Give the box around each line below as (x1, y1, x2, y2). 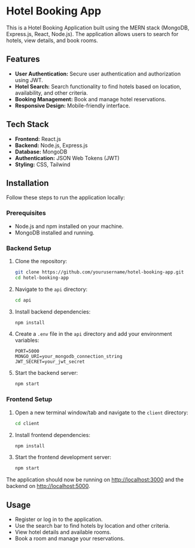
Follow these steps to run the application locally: (6, 194, 126, 201)
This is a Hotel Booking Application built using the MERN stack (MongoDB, (6, 24, 190, 31)
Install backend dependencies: (14, 308, 91, 315)
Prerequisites (6, 209, 46, 217)
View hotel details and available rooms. (14, 529, 112, 536)
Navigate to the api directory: (14, 285, 88, 293)
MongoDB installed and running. (14, 229, 95, 236)
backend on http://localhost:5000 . (6, 483, 90, 490)
